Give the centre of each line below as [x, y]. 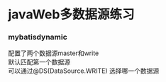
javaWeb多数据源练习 [71, 14]
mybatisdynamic [38, 37]
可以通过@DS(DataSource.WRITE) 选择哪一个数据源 [84, 71]
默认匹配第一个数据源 [39, 62]
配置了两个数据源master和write [54, 53]
